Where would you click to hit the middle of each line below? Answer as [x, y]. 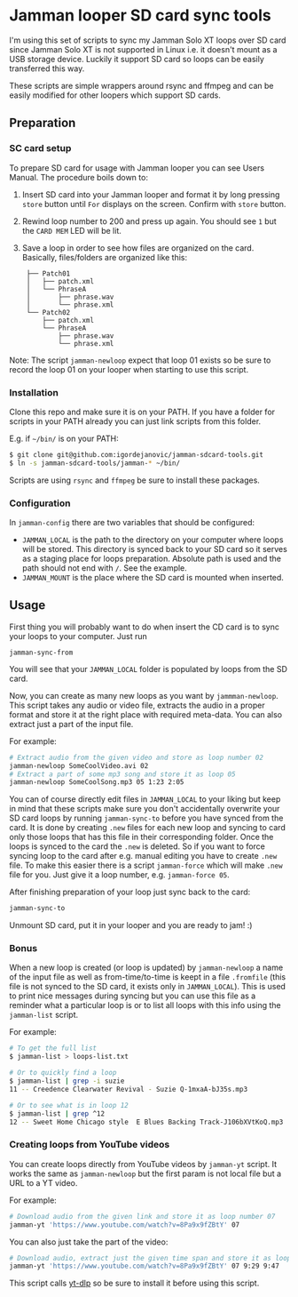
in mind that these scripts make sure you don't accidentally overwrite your [145, 809]
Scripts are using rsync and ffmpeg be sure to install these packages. [134, 480]
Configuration [40, 503]
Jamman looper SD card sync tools [141, 16]
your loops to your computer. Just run [78, 636]
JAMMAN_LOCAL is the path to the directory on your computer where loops [153, 540]
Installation [34, 392]
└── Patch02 [48, 312]
